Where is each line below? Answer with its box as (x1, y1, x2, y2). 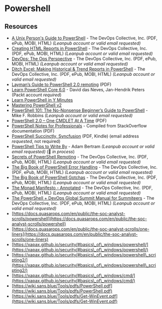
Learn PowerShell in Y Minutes (11, 97, 73, 103)
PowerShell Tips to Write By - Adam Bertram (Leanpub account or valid (11, 144, 155, 149)
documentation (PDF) (11, 128, 55, 134)
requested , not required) (11, 138, 61, 144)
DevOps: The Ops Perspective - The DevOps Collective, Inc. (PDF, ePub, (11, 56, 157, 61)
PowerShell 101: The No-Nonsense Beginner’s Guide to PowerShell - (11, 107, 148, 113)
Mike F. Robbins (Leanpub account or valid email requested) (11, 113, 133, 118)
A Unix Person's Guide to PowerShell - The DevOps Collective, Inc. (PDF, (11, 35, 158, 41)
